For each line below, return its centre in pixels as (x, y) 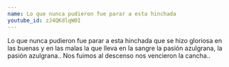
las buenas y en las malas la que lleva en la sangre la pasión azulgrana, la (115, 48)
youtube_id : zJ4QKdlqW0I (44, 20)
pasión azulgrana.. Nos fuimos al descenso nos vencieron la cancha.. (109, 55)
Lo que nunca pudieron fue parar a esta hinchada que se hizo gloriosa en (115, 40)
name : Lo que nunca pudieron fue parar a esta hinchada (92, 14)
